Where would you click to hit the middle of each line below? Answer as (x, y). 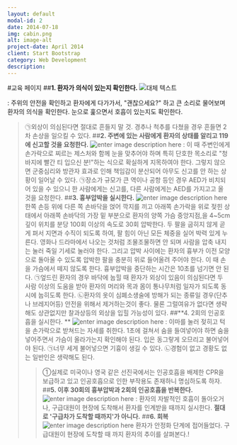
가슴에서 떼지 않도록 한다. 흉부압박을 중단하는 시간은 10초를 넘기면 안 (127, 268)
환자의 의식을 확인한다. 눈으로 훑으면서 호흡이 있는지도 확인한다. (95, 111)
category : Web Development (47, 60)
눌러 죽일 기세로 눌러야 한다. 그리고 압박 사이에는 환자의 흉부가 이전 (125, 250)
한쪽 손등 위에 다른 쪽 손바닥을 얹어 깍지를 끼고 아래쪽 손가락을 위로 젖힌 (123, 206)
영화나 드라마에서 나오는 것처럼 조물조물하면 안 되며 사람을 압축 (127, 242)
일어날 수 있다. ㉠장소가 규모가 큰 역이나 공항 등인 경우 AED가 (122, 180)
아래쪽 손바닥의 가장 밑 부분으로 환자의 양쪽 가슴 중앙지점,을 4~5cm (137, 215)
